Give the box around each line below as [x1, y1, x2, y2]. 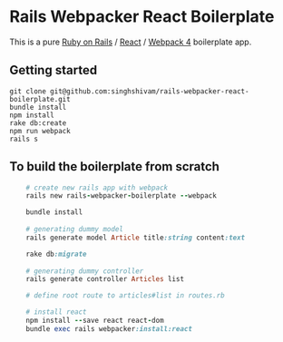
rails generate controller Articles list [25, 275, 184, 284]
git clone [9, 86, 47, 96]
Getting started [9, 63, 98, 78]
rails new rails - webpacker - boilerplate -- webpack [25, 191, 218, 200]
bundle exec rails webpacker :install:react [25, 324, 193, 333]
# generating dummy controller [25, 266, 144, 276]
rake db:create [9, 118, 67, 128]
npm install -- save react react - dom [25, 316, 165, 326]
